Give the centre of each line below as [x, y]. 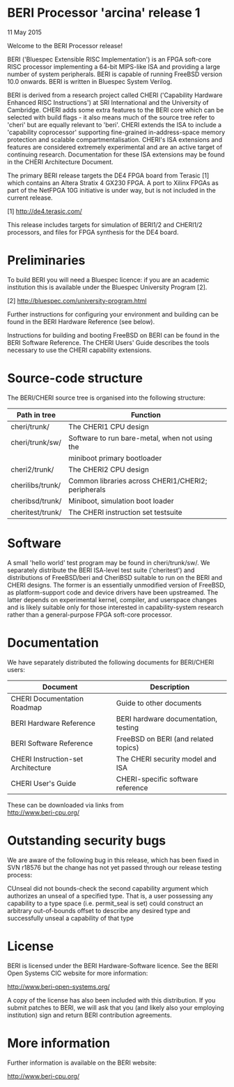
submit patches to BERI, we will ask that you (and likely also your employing [116, 1007]
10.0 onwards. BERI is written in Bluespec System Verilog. [90, 81]
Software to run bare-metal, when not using [140, 438]
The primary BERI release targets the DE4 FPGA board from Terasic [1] [108, 175]
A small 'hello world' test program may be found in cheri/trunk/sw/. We [109, 562]
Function [146, 415]
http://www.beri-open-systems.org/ [58, 986]
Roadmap [26, 707]
